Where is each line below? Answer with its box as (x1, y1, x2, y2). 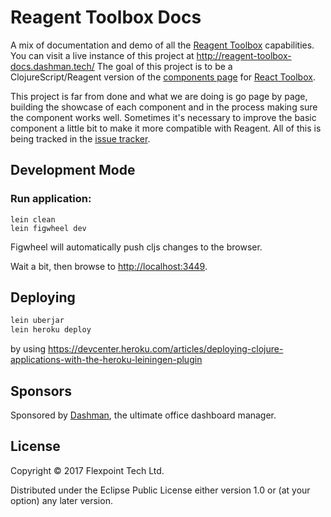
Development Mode (10, 162, 136, 179)
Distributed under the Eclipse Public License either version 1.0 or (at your (10, 484, 311, 496)
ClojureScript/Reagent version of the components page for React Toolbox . (10, 71, 316, 83)
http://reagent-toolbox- (196, 49, 292, 61)
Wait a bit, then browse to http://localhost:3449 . (10, 260, 208, 272)
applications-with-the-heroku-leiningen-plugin (10, 354, 203, 366)
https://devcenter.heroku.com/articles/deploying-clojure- (47, 343, 284, 355)
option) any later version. (10, 494, 113, 506)
